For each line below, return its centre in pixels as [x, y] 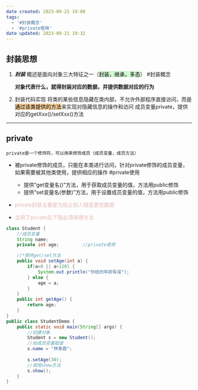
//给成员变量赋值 [45, 343]
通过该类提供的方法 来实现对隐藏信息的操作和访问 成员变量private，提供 [101, 106]
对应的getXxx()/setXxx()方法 [49, 114]
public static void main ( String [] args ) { [70, 327]
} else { [38, 277]
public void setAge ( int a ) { [52, 261]
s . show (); [39, 371]
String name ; [33, 240]
